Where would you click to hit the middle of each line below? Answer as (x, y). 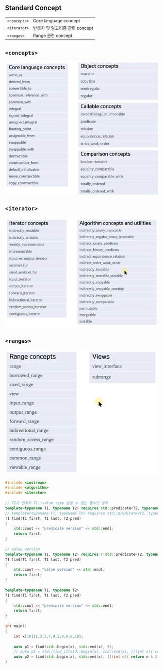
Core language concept (57, 20)
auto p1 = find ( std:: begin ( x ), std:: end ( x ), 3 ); (64, 647)
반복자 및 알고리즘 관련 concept (63, 28)
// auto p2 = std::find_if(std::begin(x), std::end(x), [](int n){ (83, 652)
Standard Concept (33, 8)
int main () (16, 626)
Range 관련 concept (53, 35)
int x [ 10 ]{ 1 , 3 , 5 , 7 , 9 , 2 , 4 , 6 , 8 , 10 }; (49, 636)
